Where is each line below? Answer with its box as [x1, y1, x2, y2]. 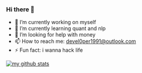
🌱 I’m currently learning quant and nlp [14, 25, 106, 32]
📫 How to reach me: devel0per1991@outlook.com [14, 38, 136, 45]
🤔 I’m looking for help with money [14, 31, 96, 38]
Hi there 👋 [6, 5, 35, 14]
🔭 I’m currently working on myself [14, 19, 96, 26]
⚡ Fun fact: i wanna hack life [14, 47, 83, 54]
